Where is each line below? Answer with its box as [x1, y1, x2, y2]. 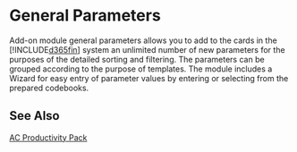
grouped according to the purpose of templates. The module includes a [9, 63, 273, 74]
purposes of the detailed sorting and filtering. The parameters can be [9, 54, 266, 64]
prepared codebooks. [9, 82, 89, 93]
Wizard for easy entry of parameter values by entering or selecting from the [9, 72, 289, 83]
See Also [9, 108, 60, 123]
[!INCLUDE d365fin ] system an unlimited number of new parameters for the [9, 44, 285, 55]
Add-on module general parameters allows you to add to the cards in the [9, 35, 277, 46]
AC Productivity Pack [9, 131, 88, 143]
